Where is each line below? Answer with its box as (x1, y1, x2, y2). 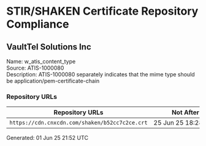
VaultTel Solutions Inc (6, 42, 92, 52)
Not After (171, 108, 199, 117)
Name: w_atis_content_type (6, 58, 76, 65)
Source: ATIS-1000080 (6, 64, 64, 71)
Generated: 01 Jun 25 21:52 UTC (6, 134, 89, 142)
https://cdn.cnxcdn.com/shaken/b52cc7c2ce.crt (9, 119, 148, 126)
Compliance (6, 17, 69, 31)
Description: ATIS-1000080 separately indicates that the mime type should (6, 71, 195, 78)
